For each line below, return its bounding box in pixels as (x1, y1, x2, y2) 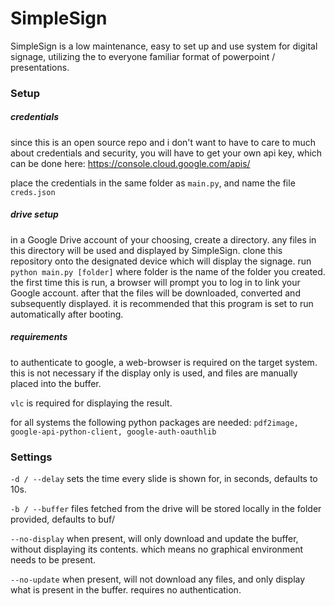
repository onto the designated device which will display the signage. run (10, 255, 312, 267)
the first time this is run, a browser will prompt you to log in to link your (10, 276, 301, 288)
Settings (10, 450, 53, 464)
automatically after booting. (10, 308, 124, 320)
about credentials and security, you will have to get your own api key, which (10, 147, 323, 159)
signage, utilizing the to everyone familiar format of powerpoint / (10, 50, 276, 62)
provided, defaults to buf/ (10, 513, 115, 526)
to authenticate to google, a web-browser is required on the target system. (10, 356, 318, 368)
